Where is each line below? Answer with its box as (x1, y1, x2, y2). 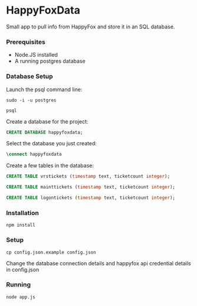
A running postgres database (14, 57, 86, 65)
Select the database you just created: (6, 140, 97, 147)
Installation (6, 209, 40, 217)
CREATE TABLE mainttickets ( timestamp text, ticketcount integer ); (6, 184, 176, 190)
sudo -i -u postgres (6, 97, 57, 103)
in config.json (6, 266, 40, 273)
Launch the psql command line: (6, 86, 83, 93)
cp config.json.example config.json (6, 249, 96, 255)
